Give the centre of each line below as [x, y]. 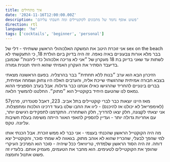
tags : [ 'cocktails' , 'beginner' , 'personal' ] [55, 34]
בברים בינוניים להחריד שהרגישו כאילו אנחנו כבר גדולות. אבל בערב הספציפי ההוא [82, 86]
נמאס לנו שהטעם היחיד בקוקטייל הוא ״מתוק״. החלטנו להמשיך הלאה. [72, 91]
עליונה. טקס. [17, 123]
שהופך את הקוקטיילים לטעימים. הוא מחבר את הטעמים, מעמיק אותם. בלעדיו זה [81, 149]
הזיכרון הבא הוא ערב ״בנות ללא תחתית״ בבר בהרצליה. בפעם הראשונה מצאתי [81, 75]
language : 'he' [22, 29]
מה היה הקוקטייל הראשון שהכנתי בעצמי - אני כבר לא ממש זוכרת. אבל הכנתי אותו [83, 133]
